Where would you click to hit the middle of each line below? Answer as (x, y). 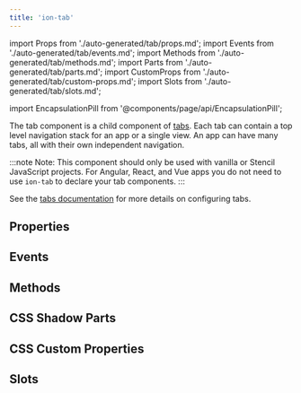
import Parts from (151, 62)
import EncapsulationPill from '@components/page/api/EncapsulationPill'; (146, 108)
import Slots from (170, 81)
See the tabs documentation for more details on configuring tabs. (130, 198)
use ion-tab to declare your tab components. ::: (97, 181)
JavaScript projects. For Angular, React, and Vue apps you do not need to (146, 171)
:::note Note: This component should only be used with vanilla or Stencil (142, 162)
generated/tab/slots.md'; (55, 91)
